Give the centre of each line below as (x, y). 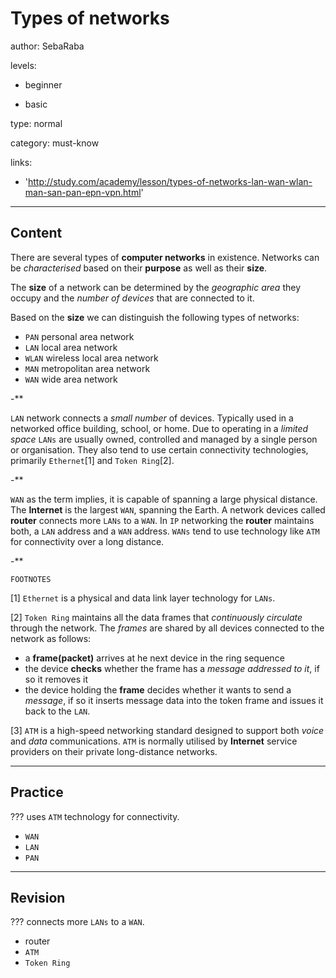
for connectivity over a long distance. (87, 541)
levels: (23, 65)
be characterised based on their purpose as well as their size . (139, 268)
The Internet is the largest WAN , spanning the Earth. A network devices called (168, 509)
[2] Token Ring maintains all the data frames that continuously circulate (156, 617)
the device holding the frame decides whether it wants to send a (158, 689)
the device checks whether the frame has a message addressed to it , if (172, 668)
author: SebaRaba (47, 46)
